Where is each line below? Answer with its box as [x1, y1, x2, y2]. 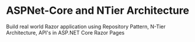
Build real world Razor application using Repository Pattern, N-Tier [6, 23, 166, 30]
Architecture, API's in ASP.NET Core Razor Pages [6, 29, 125, 36]
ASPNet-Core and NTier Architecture [6, 4, 190, 17]
